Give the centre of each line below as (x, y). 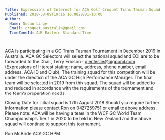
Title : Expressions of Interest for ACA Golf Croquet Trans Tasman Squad (83, 10)
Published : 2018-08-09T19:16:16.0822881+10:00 (54, 14)
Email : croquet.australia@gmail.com (47, 28)
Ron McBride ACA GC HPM (33, 133)
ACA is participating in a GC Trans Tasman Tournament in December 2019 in (83, 51)
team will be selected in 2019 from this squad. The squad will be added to (80, 83)
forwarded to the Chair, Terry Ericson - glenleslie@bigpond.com (70, 62)
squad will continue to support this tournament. (53, 124)
